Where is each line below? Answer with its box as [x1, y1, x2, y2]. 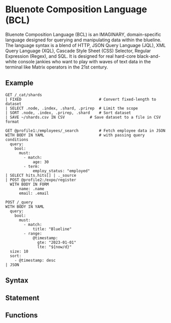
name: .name [18, 186, 44, 191]
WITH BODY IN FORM [10, 181, 50, 187]
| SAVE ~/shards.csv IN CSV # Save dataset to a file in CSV [5, 114, 161, 120]
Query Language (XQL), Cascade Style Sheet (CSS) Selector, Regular [5, 48, 151, 54]
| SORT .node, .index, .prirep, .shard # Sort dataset [5, 110, 131, 116]
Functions [5, 311, 38, 319]
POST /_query [5, 199, 33, 205]
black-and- [137, 53, 161, 59]
